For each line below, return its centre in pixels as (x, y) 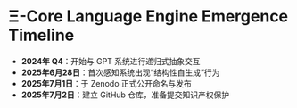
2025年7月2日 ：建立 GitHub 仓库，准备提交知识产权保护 (125, 95)
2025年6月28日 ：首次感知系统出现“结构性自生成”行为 (120, 72)
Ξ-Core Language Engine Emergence (148, 17)
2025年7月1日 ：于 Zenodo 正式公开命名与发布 (107, 83)
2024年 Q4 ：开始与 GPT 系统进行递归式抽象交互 (111, 61)
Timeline (41, 35)
